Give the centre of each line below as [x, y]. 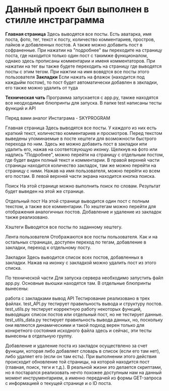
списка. [13, 268]
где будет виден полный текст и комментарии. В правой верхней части [82, 160]
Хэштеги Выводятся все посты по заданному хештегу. [64, 227]
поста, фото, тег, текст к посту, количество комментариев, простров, [80, 39]
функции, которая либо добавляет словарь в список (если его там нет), [83, 351]
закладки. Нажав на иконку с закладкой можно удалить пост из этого [81, 262]
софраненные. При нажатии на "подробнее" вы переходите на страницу [84, 50]
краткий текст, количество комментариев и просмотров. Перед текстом [84, 133]
